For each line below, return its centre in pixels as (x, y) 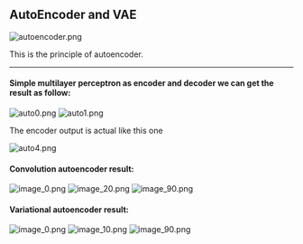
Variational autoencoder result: (69, 209)
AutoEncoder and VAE (73, 15)
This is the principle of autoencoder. (77, 54)
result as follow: (40, 93)
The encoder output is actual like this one (87, 131)
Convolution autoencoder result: (72, 169)
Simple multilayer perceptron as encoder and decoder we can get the (142, 83)
